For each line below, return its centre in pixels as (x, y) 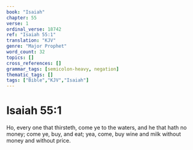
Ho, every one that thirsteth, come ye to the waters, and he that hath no (96, 128)
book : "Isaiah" (26, 12)
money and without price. (39, 141)
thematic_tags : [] (30, 75)
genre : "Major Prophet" (37, 47)
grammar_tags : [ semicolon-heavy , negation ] (63, 69)
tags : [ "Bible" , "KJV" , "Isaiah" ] (47, 80)
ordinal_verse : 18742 (34, 29)
